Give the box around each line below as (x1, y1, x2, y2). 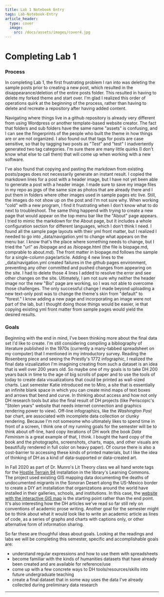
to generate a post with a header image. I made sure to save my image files (5, 182, 156, 187)
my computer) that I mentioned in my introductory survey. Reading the (5, 350, 146, 356)
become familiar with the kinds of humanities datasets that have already (12, 556, 157, 562)
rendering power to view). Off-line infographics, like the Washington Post (5, 408, 152, 413)
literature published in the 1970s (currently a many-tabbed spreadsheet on (5, 345, 155, 351)
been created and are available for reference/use (12, 561, 111, 567)
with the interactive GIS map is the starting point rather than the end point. (5, 495, 154, 501)
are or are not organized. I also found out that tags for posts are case (5, 136, 144, 142)
